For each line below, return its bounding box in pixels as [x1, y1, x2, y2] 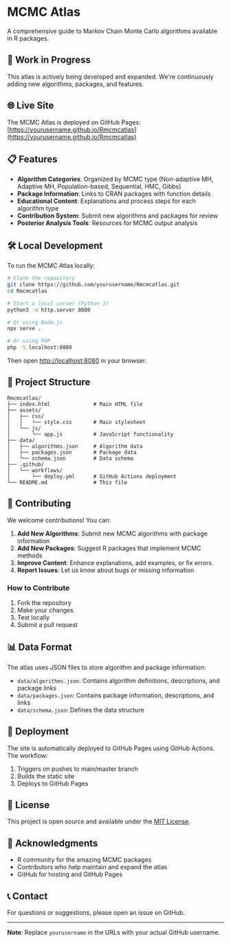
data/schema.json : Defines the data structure [16, 706, 144, 714]
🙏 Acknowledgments [7, 837, 98, 849]
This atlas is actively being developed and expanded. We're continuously [7, 72, 214, 81]
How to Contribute [7, 583, 70, 593]
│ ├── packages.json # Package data [7, 449, 137, 456]
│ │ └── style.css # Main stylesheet [7, 418, 146, 425]
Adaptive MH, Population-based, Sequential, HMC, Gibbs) [16, 182, 181, 191]
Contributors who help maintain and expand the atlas [16, 863, 168, 871]
